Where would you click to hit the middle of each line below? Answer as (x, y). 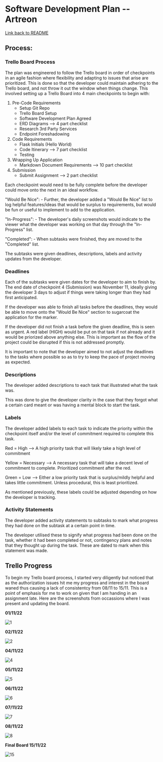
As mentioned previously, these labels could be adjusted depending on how (81, 492)
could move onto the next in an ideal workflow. (52, 190)
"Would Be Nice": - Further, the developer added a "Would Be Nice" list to (79, 199)
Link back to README (27, 33)
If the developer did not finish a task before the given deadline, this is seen (80, 326)
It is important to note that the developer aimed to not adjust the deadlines (79, 351)
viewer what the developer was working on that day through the (69, 224)
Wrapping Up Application (37, 160)
